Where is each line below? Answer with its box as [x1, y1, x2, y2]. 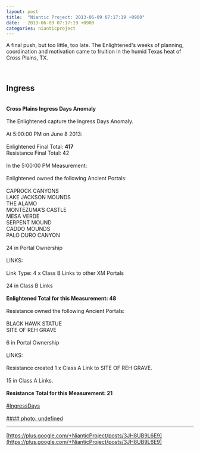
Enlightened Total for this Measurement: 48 [6, 295, 117, 302]
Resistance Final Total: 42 [6, 149, 70, 156]
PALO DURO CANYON [6, 231, 61, 239]
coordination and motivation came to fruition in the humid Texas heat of [6, 48, 182, 55]
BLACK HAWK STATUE [6, 320, 62, 327]
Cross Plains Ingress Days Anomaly [6, 105, 96, 112]
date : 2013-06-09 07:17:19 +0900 [6, 20, 95, 26]
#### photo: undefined [6, 415, 64, 422]
